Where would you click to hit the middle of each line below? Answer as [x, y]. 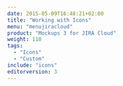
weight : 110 [24, 40]
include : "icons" [32, 65]
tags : [15, 46]
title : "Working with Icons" [49, 20]
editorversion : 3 [32, 71]
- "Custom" [29, 59]
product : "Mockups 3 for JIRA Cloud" [62, 33]
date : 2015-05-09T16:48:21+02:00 [56, 14]
